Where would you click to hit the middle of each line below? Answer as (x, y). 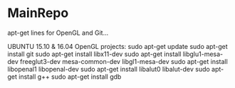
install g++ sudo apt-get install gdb (70, 77)
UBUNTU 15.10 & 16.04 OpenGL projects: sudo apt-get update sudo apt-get (117, 46)
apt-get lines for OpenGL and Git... (58, 33)
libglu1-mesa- (203, 54)
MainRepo (38, 13)
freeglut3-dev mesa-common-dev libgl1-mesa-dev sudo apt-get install (124, 61)
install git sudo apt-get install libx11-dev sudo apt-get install (94, 54)
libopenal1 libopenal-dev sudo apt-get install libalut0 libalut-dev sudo (109, 69)
